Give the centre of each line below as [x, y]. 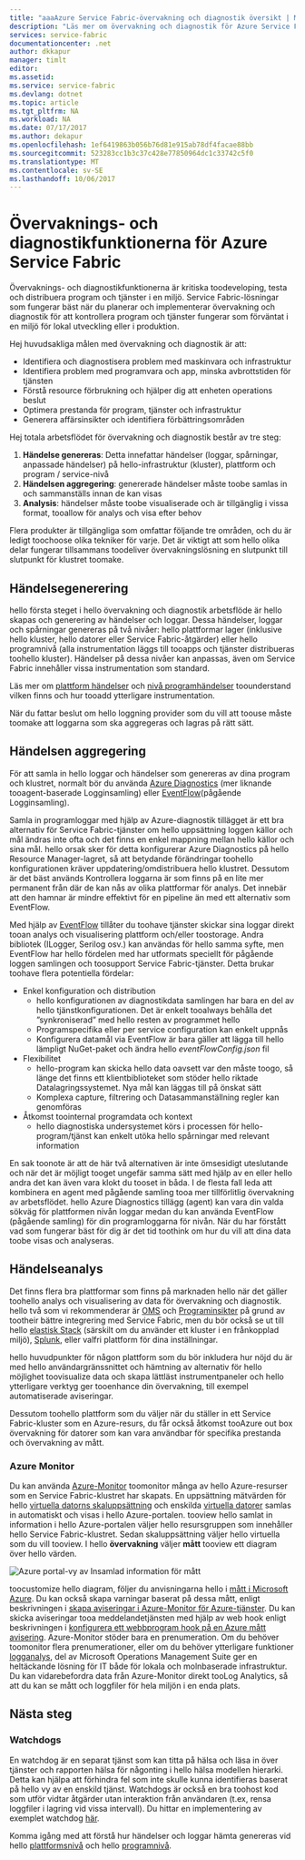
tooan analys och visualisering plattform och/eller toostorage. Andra [137, 934]
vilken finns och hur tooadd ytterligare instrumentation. [112, 696]
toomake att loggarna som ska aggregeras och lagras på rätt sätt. [132, 723]
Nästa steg [41, 1714]
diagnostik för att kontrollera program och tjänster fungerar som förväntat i [149, 317]
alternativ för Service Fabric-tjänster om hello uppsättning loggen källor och [151, 829]
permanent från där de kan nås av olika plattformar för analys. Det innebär [148, 888]
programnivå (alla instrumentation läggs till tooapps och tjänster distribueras [152, 649]
